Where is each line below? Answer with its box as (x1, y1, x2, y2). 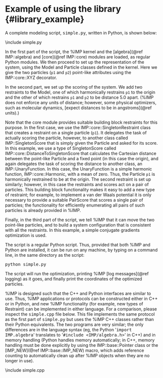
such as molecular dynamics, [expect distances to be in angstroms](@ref (5, 105, 152, 111)
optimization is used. (5, 232, 47, 238)
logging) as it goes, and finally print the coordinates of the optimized (5, 276, 143, 282)
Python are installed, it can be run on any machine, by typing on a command (5, 247, 158, 253)
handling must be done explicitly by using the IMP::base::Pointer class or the (5, 342, 158, 348)
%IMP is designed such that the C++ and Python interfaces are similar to (5, 290, 151, 296)
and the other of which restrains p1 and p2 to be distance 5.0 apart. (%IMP (5, 94, 154, 100)
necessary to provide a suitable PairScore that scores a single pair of (5, 197, 144, 203)
